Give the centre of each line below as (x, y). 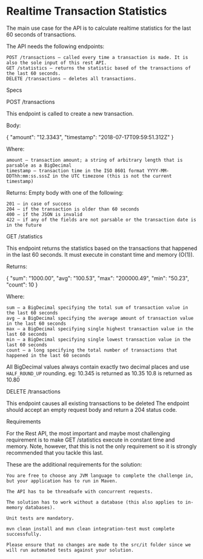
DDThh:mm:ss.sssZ (28, 176)
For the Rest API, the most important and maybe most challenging (88, 433)
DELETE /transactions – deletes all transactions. (72, 78)
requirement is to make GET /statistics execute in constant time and (91, 440)
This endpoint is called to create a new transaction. (70, 113)
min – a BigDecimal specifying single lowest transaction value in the (98, 339)
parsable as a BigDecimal (39, 165)
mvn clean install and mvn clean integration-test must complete (90, 529)
